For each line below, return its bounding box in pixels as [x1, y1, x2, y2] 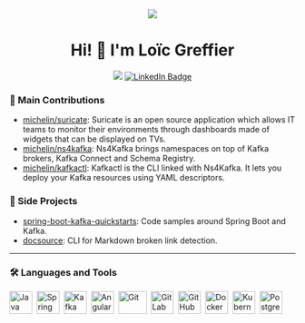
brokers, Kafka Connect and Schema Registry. [22, 153, 196, 164]
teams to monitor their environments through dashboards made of [22, 124, 271, 135]
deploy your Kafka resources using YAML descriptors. [22, 172, 225, 183]
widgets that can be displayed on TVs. [22, 133, 166, 144]
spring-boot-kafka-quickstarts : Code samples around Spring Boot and [22, 215, 286, 226]
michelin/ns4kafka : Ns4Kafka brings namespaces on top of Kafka [22, 143, 270, 154]
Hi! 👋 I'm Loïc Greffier [70, 40, 235, 61]
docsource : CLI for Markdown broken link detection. [22, 235, 218, 246]
